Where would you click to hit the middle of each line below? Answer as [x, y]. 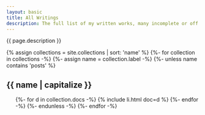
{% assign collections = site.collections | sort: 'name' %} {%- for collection [101, 53]
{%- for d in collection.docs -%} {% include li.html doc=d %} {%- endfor [107, 100]
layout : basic [24, 12]
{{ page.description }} [34, 41]
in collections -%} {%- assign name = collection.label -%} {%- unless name [102, 59]
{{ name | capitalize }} [49, 85]
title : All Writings [33, 18]
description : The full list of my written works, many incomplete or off [102, 23]
